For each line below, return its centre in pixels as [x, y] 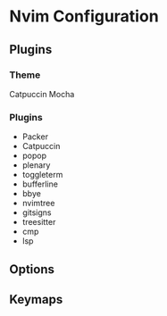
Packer [35, 137]
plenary [36, 165]
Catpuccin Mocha [42, 94]
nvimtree [38, 204]
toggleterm [42, 175]
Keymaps [36, 299]
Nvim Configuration [84, 17]
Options [32, 269]
